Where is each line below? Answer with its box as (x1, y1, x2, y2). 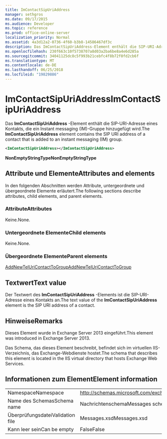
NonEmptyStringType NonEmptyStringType (5, 155, 97, 161)
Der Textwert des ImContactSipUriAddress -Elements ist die (5, 292, 130, 298)
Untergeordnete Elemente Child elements (5, 229, 106, 236)
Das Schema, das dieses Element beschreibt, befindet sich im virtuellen (5, 345, 152, 351)
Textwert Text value (5, 278, 67, 287)
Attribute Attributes (5, 205, 52, 212)
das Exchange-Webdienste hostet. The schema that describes (31, 350, 158, 356)
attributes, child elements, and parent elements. (5, 193, 103, 199)
